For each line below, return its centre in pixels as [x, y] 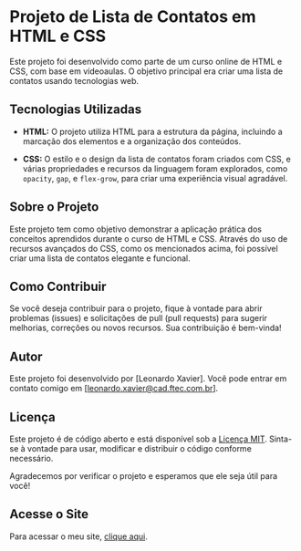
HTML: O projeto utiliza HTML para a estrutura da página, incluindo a [152, 131]
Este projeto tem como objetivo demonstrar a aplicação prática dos [136, 229]
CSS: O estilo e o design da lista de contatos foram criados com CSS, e [157, 159]
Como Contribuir [58, 286]
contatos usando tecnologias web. [74, 80]
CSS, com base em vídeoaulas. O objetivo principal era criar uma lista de [146, 71]
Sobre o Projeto [54, 207]
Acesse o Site [49, 514]
